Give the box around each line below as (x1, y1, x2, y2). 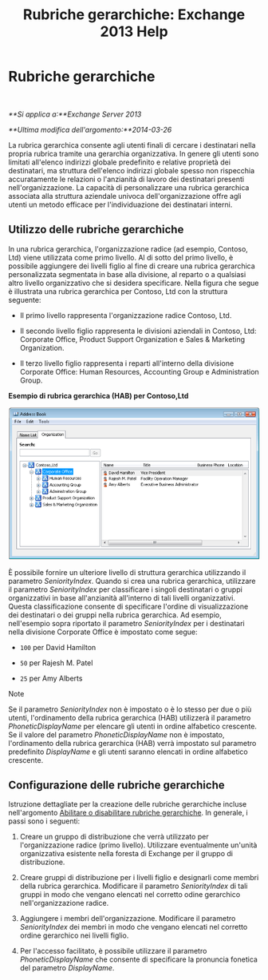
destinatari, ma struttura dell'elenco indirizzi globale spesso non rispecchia (8, 165, 255, 175)
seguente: (8, 295, 41, 304)
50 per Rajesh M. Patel (19, 657, 93, 668)
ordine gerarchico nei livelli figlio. (19, 930, 129, 940)
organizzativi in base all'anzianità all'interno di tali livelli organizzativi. (8, 593, 235, 602)
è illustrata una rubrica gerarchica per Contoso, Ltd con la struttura (8, 286, 228, 296)
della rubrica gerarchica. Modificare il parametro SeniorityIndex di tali (19, 881, 248, 891)
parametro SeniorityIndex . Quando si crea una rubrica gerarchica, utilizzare (8, 576, 256, 585)
